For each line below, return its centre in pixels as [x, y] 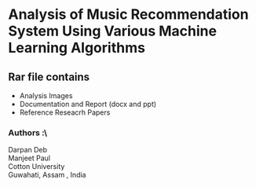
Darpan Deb [28, 150]
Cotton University [37, 167]
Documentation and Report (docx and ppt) [88, 104]
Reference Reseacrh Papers [65, 112]
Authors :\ [28, 133]
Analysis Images [46, 95]
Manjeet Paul [29, 158]
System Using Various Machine [113, 31]
